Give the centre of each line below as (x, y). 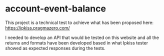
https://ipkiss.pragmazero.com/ (37, 27)
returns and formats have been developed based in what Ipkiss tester (77, 42)
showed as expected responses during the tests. (55, 48)
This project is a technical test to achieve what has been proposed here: (79, 22)
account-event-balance (56, 9)
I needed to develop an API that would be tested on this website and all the (82, 37)
